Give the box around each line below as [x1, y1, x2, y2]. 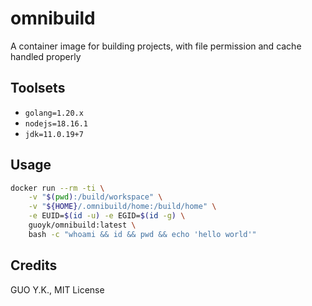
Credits [10, 257, 58, 274]
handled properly [10, 50, 82, 62]
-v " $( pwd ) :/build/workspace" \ [28, 192, 163, 202]
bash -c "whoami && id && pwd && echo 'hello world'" [28, 229, 257, 239]
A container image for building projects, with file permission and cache [10, 40, 302, 52]
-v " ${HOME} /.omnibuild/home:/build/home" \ [28, 202, 217, 212]
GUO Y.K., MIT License [10, 283, 105, 296]
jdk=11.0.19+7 [24, 129, 84, 139]
